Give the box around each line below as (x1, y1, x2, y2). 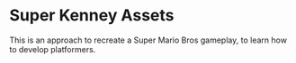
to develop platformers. (9, 43, 96, 54)
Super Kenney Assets (9, 5, 175, 26)
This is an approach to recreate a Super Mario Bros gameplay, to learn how (9, 35, 288, 45)
